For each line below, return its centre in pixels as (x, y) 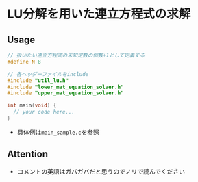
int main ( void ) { (32, 106)
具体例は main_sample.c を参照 (58, 132)
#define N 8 (24, 62)
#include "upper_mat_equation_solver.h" (66, 93)
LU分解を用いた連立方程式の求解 (99, 14)
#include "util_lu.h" (38, 80)
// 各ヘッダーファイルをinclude (48, 74)
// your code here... (44, 112)
